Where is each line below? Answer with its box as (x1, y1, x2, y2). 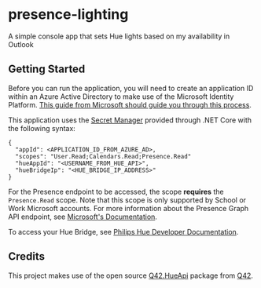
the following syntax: (8, 123, 76, 133)
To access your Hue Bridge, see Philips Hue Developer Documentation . (8, 227, 239, 236)
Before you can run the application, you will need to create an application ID (8, 83, 254, 93)
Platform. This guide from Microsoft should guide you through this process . (8, 100, 252, 109)
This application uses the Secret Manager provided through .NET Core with (8, 115, 252, 125)
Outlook (8, 39, 34, 49)
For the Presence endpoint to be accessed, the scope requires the (8, 187, 224, 196)
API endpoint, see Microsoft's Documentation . (8, 212, 157, 221)
